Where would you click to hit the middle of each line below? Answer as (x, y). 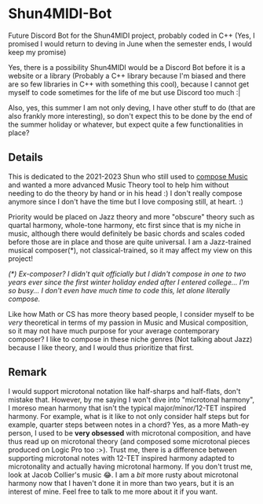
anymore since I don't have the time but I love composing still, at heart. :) (126, 201)
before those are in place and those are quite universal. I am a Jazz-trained (130, 241)
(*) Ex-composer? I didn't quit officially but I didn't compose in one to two (127, 274)
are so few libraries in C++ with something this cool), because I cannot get (129, 84)
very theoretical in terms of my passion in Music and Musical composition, (128, 322)
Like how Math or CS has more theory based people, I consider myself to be (131, 314)
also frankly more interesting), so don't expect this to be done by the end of (130, 116)
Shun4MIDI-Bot (60, 14)
